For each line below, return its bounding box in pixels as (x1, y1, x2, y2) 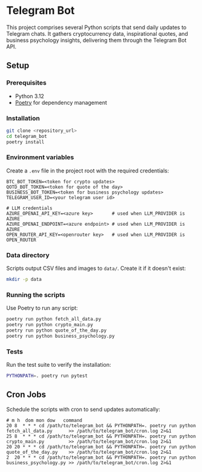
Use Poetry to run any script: (6, 304, 78, 312)
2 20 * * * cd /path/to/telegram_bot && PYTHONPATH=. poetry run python (6, 454, 197, 461)
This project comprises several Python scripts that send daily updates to (6, 24, 187, 31)
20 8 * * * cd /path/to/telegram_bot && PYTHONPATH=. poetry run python (6, 422, 197, 428)
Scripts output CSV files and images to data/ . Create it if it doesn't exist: (6, 264, 186, 272)
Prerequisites (6, 79, 47, 87)
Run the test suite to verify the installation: (6, 361, 111, 369)
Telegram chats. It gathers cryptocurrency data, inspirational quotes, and (6, 30, 189, 37)
